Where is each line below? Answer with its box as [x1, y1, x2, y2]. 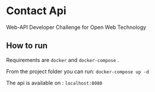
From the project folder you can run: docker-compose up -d [6, 68, 150, 75]
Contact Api [6, 4, 67, 18]
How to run [6, 41, 48, 51]
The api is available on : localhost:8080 [6, 79, 103, 86]
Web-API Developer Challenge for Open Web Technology [6, 24, 147, 31]
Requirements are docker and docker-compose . [6, 56, 119, 63]
